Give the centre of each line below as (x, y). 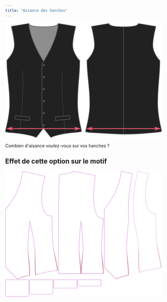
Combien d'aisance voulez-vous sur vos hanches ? (57, 146)
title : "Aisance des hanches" (37, 10)
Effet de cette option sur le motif (56, 161)
